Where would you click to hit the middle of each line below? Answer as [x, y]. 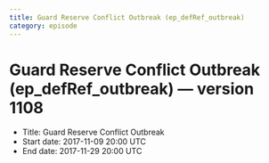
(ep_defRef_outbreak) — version [132, 89]
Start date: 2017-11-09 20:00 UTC [84, 142]
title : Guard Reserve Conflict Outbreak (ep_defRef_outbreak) [127, 17]
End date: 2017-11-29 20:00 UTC [82, 151]
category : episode [43, 26]
